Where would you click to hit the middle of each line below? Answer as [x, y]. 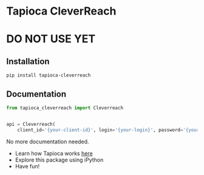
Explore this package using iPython [59, 160]
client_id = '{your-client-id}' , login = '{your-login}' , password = [100, 130]
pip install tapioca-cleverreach [49, 75]
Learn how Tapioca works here [54, 153]
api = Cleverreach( [31, 124]
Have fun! [27, 166]
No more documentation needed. [48, 142]
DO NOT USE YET [51, 39]
